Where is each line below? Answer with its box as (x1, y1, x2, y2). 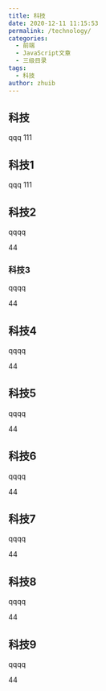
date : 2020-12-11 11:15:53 (8, 19, 99, 27)
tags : (8, 64, 26, 72)
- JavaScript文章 (15, 49, 71, 57)
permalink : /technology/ (8, 27, 92, 35)
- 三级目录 (15, 57, 47, 65)
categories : (8, 34, 48, 43)
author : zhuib (8, 79, 56, 87)
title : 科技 (8, 11, 46, 20)
